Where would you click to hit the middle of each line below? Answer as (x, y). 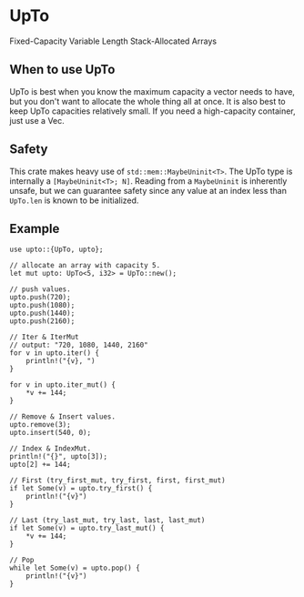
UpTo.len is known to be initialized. (74, 200)
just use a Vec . (37, 120)
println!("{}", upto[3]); (58, 457)
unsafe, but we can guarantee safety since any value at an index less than (148, 190)
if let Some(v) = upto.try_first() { (81, 489)
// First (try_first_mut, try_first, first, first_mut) (117, 481)
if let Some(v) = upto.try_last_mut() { (87, 529)
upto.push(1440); (42, 314)
